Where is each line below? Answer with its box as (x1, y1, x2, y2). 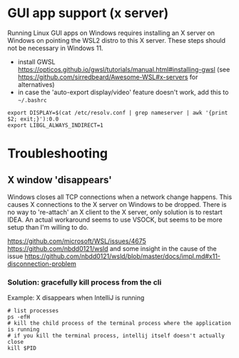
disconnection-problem (7, 259, 76, 268)
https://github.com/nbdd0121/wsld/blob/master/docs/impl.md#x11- (24, 252, 221, 260)
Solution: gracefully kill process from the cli (7, 277, 162, 287)
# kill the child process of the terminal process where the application (7, 319, 232, 327)
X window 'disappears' (7, 173, 112, 186)
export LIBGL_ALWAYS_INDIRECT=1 (7, 121, 103, 129)
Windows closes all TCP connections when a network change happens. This (7, 193, 233, 201)
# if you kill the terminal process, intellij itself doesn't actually (7, 332, 225, 339)
